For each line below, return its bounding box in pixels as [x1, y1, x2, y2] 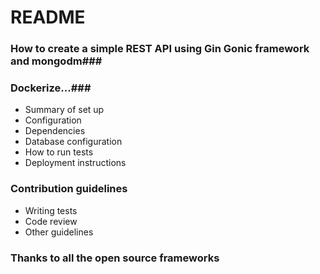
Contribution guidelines [10, 182, 128, 196]
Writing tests [24, 204, 78, 216]
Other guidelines [24, 226, 94, 238]
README [10, 6, 86, 29]
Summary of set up [24, 104, 105, 116]
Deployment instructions [24, 157, 127, 169]
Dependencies [24, 125, 86, 137]
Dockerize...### [10, 81, 92, 95]
